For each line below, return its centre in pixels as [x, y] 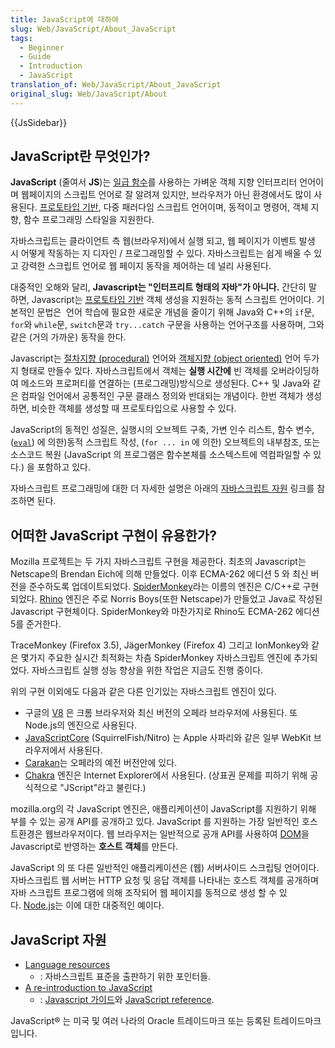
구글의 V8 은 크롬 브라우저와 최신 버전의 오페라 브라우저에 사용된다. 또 [161, 713]
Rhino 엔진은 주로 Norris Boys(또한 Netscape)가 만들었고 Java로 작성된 [181, 599]
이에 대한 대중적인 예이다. [115, 905]
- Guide [35, 57]
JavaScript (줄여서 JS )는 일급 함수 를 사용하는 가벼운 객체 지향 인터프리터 [154, 182]
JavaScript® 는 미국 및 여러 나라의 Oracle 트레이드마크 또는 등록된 [140, 1021]
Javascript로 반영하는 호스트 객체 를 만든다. [94, 847]
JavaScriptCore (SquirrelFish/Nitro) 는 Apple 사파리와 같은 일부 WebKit [168, 738]
